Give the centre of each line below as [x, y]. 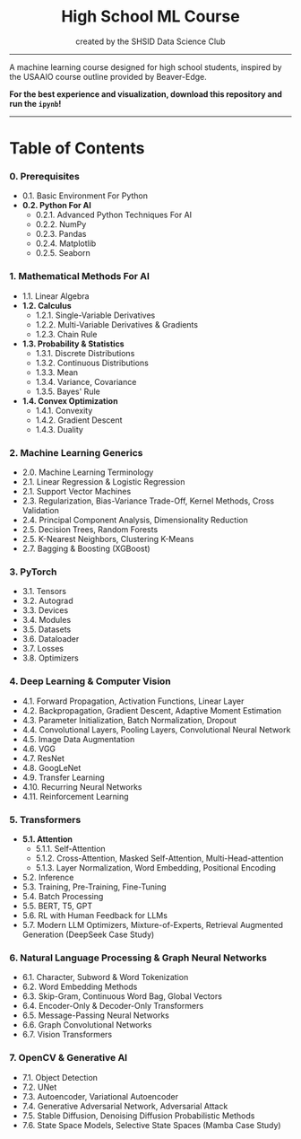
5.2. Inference [48, 877]
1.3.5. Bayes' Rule [68, 391]
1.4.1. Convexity [64, 410]
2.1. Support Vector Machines [77, 492]
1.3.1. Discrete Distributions [85, 353]
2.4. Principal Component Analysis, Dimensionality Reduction [135, 520]
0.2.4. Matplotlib [66, 243]
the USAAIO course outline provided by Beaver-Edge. [108, 76]
